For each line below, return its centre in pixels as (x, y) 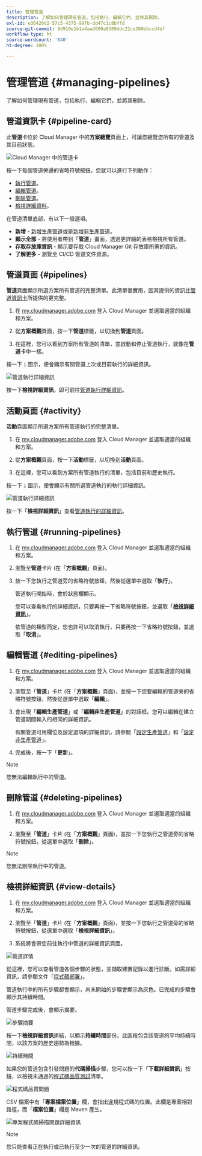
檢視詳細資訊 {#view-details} (61, 887)
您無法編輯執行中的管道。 (38, 777)
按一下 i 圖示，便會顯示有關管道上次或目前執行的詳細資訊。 (80, 364)
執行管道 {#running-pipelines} (64, 532)
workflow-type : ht (29, 34)
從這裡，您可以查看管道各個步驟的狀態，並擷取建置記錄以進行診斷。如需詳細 (101, 969)
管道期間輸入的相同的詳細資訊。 (54, 719)
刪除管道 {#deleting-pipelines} (65, 798)
